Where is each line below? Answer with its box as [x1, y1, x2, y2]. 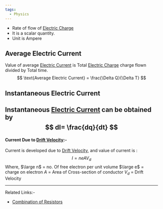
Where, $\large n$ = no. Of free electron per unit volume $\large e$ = [5, 164, 144, 170]
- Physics [9, 12, 29, 17]
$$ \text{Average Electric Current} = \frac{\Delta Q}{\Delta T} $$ [16, 75, 147, 81]
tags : [5, 7, 16, 12]
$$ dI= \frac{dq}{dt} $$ [45, 123, 118, 132]
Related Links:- [5, 189, 35, 195]
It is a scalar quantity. [12, 30, 55, 36]
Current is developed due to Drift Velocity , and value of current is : [5, 148, 138, 154]
